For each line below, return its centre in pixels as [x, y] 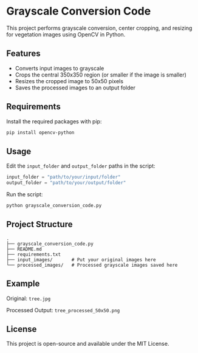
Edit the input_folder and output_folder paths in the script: [81, 166]
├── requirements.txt [34, 254]
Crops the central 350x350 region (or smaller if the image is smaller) [101, 75]
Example [23, 284]
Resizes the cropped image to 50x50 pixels [69, 81]
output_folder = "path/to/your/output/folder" [66, 183]
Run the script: [25, 194]
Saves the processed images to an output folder [75, 87]
